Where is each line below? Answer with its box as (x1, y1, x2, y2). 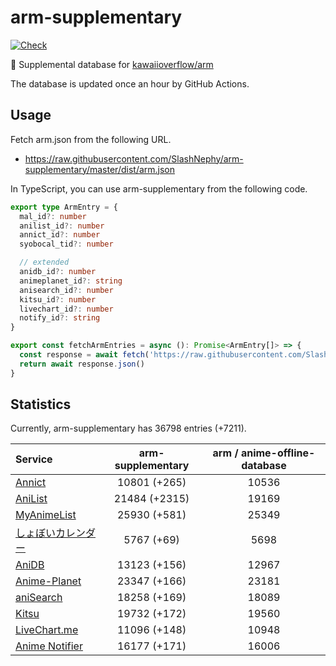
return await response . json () (19, 359, 145, 369)
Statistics (10, 396, 72, 413)
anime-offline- (240, 446, 316, 460)
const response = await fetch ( (19, 350, 150, 360)
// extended (19, 257, 70, 268)
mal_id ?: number (19, 211, 87, 221)
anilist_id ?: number (19, 221, 105, 231)
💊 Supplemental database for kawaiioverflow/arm (10, 58, 214, 70)
